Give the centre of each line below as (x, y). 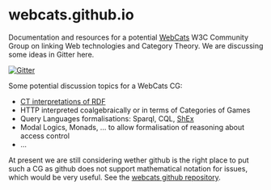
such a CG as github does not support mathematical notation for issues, (128, 168)
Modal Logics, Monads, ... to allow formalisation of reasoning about (132, 127)
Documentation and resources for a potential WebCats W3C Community (129, 37)
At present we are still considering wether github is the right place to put (129, 160)
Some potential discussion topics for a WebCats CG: (95, 86)
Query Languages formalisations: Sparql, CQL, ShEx (107, 118)
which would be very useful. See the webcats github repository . (114, 177)
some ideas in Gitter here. (51, 54)
